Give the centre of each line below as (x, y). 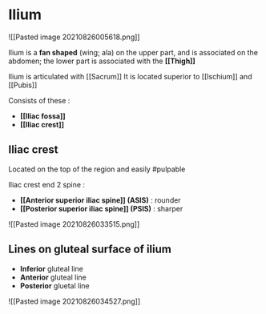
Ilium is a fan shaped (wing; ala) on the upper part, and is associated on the (133, 52)
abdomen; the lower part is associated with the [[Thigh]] (102, 61)
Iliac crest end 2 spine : (47, 184)
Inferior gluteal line (52, 268)
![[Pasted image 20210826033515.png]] (74, 224)
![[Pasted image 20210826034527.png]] (75, 301)
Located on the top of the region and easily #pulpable (97, 169)
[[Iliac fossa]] (42, 116)
